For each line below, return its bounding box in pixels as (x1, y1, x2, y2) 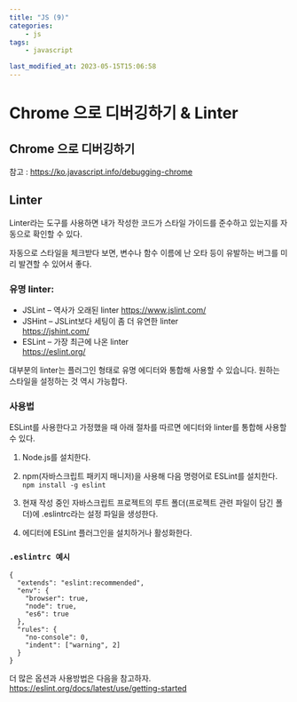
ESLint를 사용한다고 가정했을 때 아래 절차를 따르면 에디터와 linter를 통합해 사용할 (9, 422, 287, 433)
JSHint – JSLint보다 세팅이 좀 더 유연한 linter (21, 316, 179, 327)
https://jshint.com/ (21, 326, 90, 337)
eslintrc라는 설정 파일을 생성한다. (43, 508, 159, 520)
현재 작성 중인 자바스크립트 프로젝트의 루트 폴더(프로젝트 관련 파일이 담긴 (21, 498, 274, 508)
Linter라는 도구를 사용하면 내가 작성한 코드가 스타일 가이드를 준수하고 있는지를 (9, 217, 279, 227)
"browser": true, (25, 594, 90, 602)
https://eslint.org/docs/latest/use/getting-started (9, 682, 188, 693)
